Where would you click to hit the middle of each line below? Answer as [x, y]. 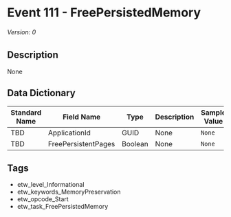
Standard [26, 113]
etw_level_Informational [51, 185]
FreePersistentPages [81, 144]
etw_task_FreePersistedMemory [63, 207]
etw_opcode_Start [43, 199]
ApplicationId [69, 133]
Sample [213, 113]
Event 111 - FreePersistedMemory [104, 13]
